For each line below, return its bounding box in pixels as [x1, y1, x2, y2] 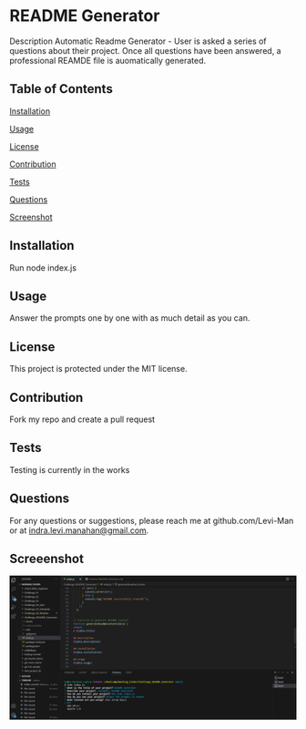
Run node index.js [9, 262, 77, 273]
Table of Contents [9, 81, 114, 97]
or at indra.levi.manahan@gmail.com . [9, 525, 149, 536]
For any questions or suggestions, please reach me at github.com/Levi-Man [9, 515, 294, 526]
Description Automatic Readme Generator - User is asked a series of [9, 36, 267, 46]
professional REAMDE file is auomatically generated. [9, 55, 207, 66]
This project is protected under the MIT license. [9, 364, 189, 375]
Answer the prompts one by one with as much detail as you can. [9, 313, 250, 323]
